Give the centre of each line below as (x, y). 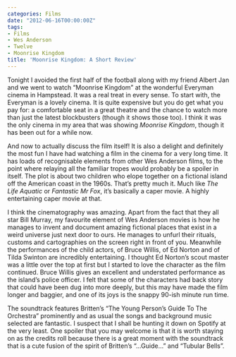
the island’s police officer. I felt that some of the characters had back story (115, 279)
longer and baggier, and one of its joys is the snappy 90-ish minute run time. (118, 294)
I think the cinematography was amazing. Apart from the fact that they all (113, 212)
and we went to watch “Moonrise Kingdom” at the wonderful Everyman (111, 87)
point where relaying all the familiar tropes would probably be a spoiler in (113, 168)
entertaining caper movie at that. (55, 198)
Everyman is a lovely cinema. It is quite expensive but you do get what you (115, 102)
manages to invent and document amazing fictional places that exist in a (112, 227)
